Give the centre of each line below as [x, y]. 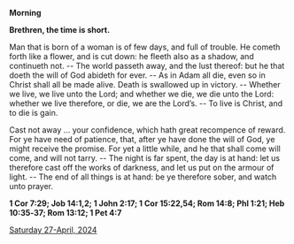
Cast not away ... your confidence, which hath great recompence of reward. [147, 130]
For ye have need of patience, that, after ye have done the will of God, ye [142, 139]
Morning [25, 13]
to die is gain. [34, 113]
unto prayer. [31, 186]
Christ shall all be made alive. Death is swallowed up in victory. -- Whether [145, 84]
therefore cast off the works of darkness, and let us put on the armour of [142, 168]
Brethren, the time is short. [60, 30]
